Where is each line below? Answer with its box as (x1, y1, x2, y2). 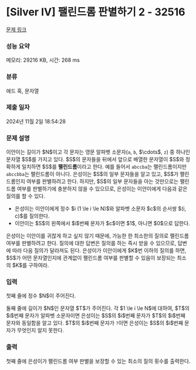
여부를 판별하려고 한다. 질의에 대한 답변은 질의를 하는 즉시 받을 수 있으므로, (6, 239, 177, 247)
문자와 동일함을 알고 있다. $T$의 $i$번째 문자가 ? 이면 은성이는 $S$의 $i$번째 (6, 319, 184, 326)
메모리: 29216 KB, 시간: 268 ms (6, 56, 80, 64)
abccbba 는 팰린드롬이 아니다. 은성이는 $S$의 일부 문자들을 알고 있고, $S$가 (6, 171, 179, 178)
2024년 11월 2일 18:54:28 (6, 118, 66, 125)
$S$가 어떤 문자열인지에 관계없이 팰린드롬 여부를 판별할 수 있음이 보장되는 (6, 254, 176, 262)
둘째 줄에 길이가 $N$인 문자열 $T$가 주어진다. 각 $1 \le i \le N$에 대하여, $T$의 (6, 305, 190, 312)
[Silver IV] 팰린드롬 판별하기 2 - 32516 (6, 5, 186, 19)
